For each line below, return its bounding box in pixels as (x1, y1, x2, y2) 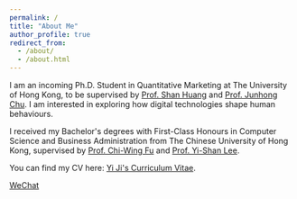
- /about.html (17, 55, 70, 64)
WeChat (9, 180, 40, 190)
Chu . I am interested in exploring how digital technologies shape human (9, 99, 276, 109)
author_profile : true (9, 30, 91, 39)
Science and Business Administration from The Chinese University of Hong (9, 136, 289, 146)
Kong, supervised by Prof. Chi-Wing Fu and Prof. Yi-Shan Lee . (9, 145, 240, 156)
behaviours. (9, 109, 54, 119)
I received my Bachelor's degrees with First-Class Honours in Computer (9, 126, 277, 136)
